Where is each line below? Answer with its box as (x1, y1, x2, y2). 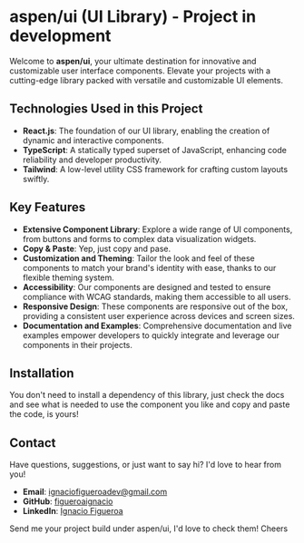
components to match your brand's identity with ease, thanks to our (22, 262, 277, 273)
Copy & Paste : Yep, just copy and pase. (22, 243, 171, 254)
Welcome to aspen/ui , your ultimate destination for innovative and (9, 55, 257, 66)
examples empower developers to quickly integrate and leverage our (22, 329, 279, 341)
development (9, 25, 112, 46)
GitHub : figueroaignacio (22, 496, 113, 507)
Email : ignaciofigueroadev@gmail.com (22, 487, 168, 498)
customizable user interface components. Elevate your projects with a (9, 65, 270, 76)
